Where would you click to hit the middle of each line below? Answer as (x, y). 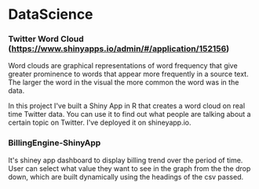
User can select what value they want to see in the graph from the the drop (129, 168)
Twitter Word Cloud (46, 39)
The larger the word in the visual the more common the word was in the (124, 82)
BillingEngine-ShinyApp (55, 143)
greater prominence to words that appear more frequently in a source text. (128, 74)
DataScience (51, 15)
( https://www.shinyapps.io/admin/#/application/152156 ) (119, 49)
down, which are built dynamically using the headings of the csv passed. (126, 176)
